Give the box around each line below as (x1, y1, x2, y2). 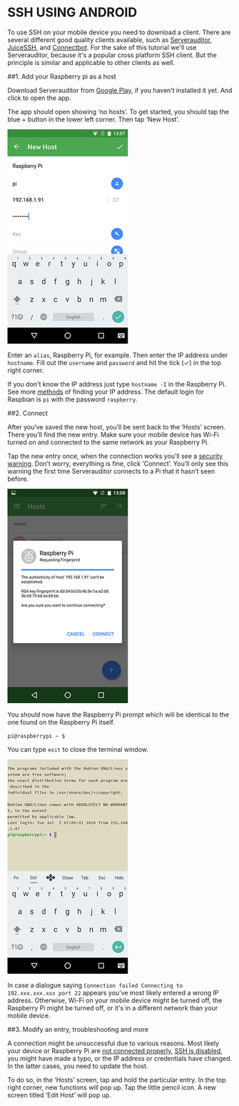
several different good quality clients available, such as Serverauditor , (7, 35, 213, 44)
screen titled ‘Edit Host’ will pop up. (7, 1090, 112, 1099)
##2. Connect (7, 409, 49, 417)
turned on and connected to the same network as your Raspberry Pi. (7, 437, 209, 447)
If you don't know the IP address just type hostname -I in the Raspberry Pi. (7, 379, 226, 388)
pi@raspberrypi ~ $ (7, 732, 66, 739)
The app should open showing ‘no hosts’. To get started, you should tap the (7, 107, 230, 116)
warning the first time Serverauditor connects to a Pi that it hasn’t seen (7, 467, 215, 475)
